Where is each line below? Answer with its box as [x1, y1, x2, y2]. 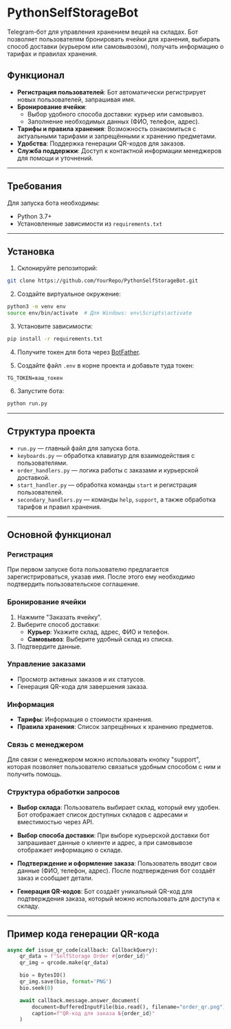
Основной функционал [7, 529, 112, 541]
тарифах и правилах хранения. [7, 50, 98, 58]
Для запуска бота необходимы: [7, 199, 100, 207]
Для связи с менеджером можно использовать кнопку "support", [7, 755, 201, 763]
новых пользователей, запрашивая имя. [16, 95, 136, 103]
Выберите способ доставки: [16, 620, 100, 628]
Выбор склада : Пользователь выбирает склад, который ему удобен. [16, 803, 220, 811]
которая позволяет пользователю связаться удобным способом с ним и [7, 763, 221, 771]
